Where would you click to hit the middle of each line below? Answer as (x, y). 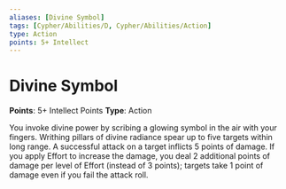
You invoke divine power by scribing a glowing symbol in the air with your (143, 128)
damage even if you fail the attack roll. (79, 175)
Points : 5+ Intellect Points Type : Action (81, 111)
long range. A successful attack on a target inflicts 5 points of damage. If (142, 146)
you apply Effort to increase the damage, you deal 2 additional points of (139, 156)
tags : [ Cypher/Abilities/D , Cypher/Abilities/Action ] (111, 26)
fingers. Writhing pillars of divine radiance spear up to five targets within (141, 138)
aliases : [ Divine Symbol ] (57, 17)
